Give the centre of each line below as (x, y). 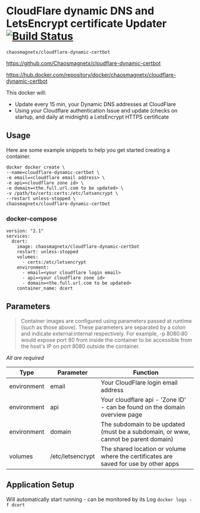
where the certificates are (137, 456)
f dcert (16, 505)
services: (18, 237)
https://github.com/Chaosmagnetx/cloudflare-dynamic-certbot (83, 63)
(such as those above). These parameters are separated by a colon (103, 327)
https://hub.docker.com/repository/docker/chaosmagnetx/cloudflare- (91, 74)
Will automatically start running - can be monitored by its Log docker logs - (99, 499)
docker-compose (32, 219)
